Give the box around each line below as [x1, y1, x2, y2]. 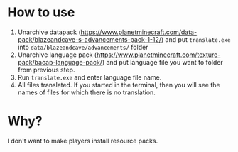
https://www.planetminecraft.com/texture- [96, 50, 221, 59]
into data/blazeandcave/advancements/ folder [17, 43, 148, 51]
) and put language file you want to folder [102, 58, 224, 66]
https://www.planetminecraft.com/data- [80, 28, 198, 36]
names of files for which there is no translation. [17, 88, 156, 97]
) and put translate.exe [161, 35, 231, 43]
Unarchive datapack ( [17, 28, 81, 36]
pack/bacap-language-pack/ [17, 58, 103, 66]
